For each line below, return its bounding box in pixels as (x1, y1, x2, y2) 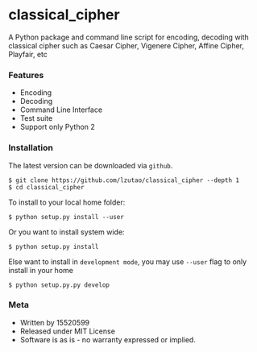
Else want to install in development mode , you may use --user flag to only (8, 256, 247, 267)
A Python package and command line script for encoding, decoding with (8, 32, 250, 42)
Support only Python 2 (19, 122, 95, 132)
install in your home (8, 265, 74, 275)
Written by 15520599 (19, 317, 90, 327)
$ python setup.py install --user (8, 213, 125, 221)
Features (8, 69, 44, 81)
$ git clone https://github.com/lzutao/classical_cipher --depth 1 (8, 176, 240, 184)
